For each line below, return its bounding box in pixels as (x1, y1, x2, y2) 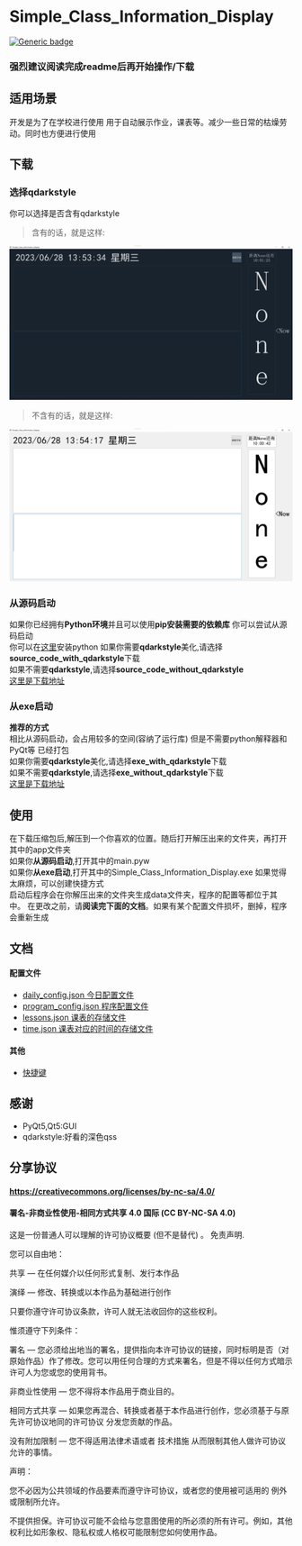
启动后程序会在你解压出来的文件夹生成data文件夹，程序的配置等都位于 (9, 889, 270, 900)
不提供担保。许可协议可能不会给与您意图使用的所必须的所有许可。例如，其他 (9, 1515, 293, 1526)
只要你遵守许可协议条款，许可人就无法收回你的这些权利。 (9, 1305, 222, 1316)
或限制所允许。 (9, 1496, 65, 1506)
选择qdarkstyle (9, 186, 76, 198)
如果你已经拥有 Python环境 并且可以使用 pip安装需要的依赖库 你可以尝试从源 (9, 619, 288, 630)
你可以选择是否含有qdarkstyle (9, 208, 120, 219)
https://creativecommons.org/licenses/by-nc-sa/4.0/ (9, 1186, 216, 1196)
